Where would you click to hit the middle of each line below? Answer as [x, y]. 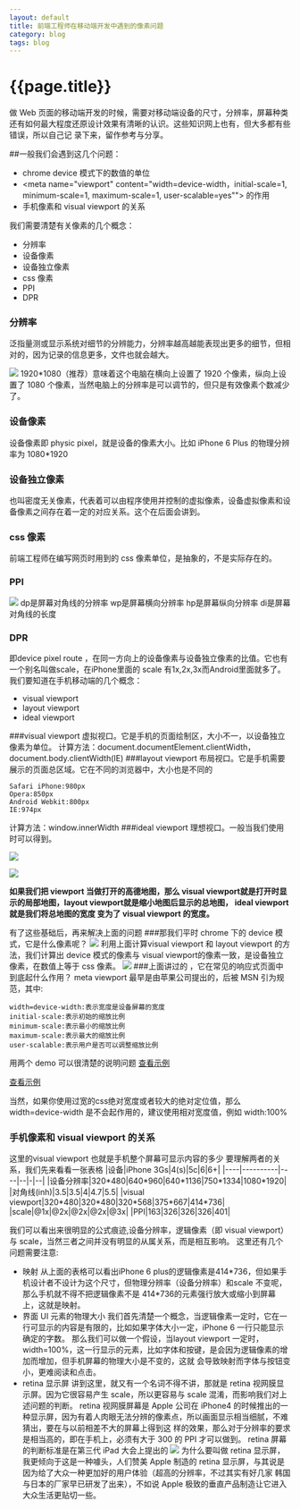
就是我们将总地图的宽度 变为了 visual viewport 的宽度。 [112, 913]
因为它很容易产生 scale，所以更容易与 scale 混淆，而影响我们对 [162, 1395]
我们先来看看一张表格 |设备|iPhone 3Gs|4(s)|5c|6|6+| [122, 1170]
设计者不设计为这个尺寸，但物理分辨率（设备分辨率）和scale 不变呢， [158, 1283]
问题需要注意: [34, 1252]
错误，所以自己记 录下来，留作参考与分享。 [88, 135]
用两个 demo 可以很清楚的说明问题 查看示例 [90, 1063]
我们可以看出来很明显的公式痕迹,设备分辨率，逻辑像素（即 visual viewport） [149, 1230]
